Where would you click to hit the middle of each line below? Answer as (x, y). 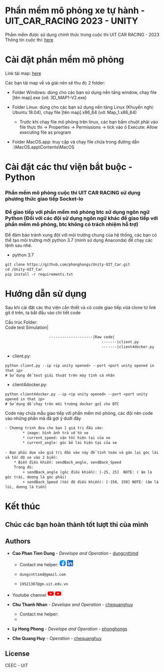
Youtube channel (29, 595)
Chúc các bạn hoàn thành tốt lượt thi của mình (77, 524)
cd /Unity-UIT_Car (24, 270)
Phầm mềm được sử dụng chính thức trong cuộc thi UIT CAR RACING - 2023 (82, 34)
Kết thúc (23, 507)
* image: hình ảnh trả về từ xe (56, 433)
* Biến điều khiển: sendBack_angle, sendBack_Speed (68, 463)
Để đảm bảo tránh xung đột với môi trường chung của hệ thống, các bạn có (81, 235)
